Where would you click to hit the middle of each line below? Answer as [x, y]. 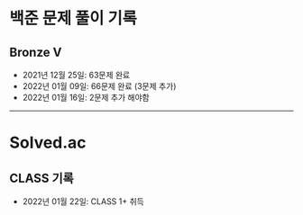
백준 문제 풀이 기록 [73, 18]
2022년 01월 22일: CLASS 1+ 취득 [83, 202]
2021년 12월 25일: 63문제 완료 [76, 75]
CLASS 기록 [41, 178]
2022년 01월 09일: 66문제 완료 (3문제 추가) [99, 86]
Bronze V [36, 52]
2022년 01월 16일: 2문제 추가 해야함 [86, 97]
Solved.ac [48, 143]
